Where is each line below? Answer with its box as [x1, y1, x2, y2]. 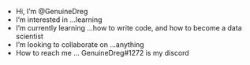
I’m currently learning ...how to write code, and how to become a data [15, 23, 242, 32]
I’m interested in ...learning [15, 15, 103, 24]
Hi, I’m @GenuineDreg [15, 7, 88, 16]
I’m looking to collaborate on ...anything [15, 40, 144, 49]
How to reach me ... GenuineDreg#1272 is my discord [15, 49, 189, 57]
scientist [15, 31, 43, 41]
